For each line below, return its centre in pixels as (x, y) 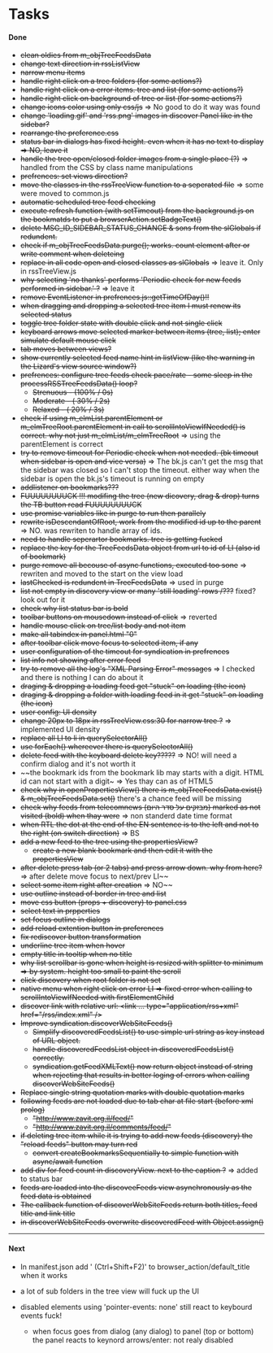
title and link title (48, 1214)
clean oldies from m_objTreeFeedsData (86, 55)
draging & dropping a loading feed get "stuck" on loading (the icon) (133, 686)
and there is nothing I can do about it (82, 678)
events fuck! (41, 1316)
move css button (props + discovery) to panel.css (103, 902)
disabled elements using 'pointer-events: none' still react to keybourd (136, 1307)
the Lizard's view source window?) (78, 366)
